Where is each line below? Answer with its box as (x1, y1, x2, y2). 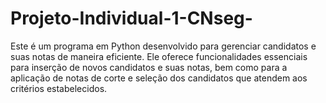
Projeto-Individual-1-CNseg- (10, 7, 253, 30)
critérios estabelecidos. (10, 82, 108, 94)
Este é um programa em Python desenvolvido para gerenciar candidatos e (10, 40, 317, 52)
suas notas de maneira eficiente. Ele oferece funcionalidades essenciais (10, 50, 308, 62)
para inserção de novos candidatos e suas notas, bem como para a (10, 61, 288, 73)
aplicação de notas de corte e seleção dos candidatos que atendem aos (10, 72, 308, 84)
